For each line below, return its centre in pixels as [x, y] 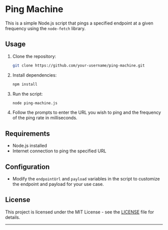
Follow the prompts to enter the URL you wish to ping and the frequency [87, 112]
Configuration [27, 167]
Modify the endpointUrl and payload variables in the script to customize [86, 179]
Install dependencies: [34, 75]
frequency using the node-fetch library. [45, 28]
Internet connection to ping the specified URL [59, 151]
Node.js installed [30, 146]
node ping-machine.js [35, 103]
